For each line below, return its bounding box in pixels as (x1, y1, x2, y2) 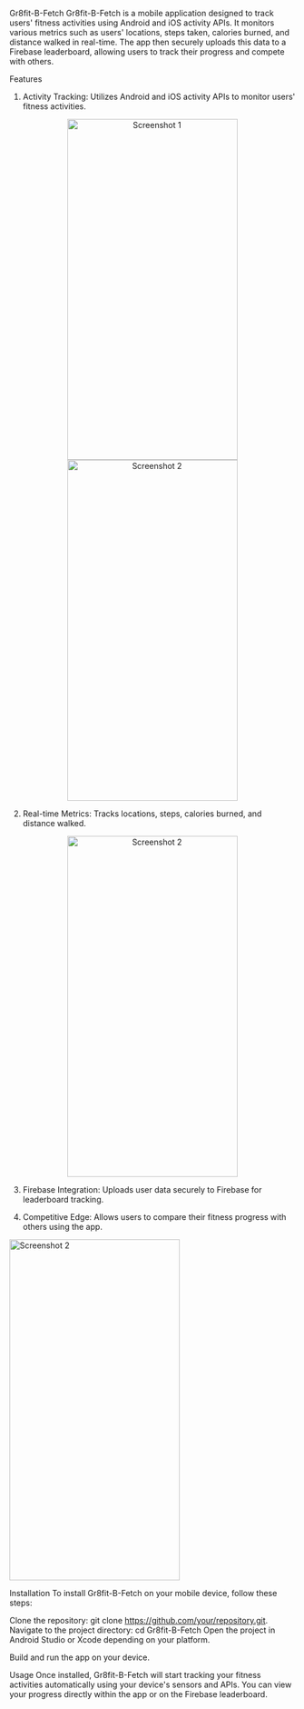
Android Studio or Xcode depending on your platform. (9, 1634, 211, 1644)
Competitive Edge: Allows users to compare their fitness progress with (22, 1212, 287, 1222)
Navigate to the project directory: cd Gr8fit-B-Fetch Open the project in (9, 1624, 276, 1635)
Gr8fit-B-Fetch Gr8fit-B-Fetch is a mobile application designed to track (9, 8, 274, 18)
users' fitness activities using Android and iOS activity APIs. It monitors (9, 17, 275, 28)
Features (9, 74, 43, 85)
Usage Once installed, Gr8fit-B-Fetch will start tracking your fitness (9, 1670, 261, 1680)
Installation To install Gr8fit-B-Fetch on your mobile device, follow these (9, 1588, 278, 1598)
